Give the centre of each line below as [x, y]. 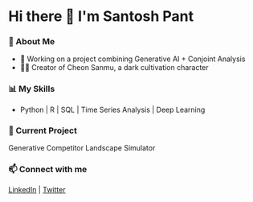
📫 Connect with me [48, 169]
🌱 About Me [32, 42]
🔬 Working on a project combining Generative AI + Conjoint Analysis [133, 59]
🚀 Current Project [43, 130]
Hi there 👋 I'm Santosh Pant [101, 16]
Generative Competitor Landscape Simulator [82, 148]
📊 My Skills [32, 89]
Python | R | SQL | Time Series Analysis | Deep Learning [112, 109]
